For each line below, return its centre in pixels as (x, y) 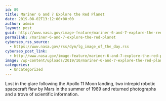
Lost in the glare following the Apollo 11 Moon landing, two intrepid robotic (80, 84)
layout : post (19, 28)
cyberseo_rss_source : (27, 42)
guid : (11, 33)
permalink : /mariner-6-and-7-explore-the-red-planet (61, 38)
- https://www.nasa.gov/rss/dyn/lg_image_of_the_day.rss (69, 47)
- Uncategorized (26, 70)
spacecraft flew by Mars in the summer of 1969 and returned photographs (81, 89)
